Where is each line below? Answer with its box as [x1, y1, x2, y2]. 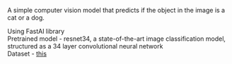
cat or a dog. [7, 13, 45, 22]
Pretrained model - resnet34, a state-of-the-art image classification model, [7, 34, 226, 43]
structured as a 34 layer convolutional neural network [7, 42, 163, 50]
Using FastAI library [7, 27, 65, 35]
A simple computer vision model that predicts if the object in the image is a [7, 6, 225, 14]
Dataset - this [7, 49, 47, 58]
